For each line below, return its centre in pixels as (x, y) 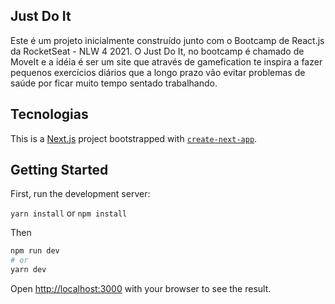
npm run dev (35, 251)
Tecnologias (49, 114)
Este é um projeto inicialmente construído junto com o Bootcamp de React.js (167, 40)
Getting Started (59, 170)
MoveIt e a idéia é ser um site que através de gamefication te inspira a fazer (166, 61)
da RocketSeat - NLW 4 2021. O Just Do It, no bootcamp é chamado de (157, 51)
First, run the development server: (80, 194)
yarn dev (28, 270)
